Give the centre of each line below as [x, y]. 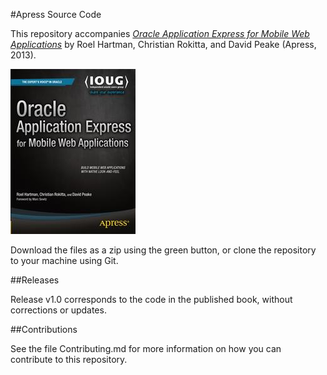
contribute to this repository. [69, 359]
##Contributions [44, 329]
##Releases [35, 280]
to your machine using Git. [64, 260]
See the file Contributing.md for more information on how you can [146, 348]
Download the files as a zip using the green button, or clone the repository [163, 250]
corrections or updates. [58, 310]
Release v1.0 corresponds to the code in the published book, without [151, 299]
